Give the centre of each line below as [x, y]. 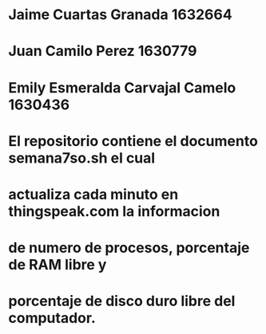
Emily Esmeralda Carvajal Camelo [122, 87]
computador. [52, 318]
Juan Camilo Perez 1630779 [103, 51]
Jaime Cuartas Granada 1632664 [121, 15]
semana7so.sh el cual [82, 158]
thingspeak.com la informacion [114, 211]
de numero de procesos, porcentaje [129, 248]
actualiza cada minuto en [93, 194]
